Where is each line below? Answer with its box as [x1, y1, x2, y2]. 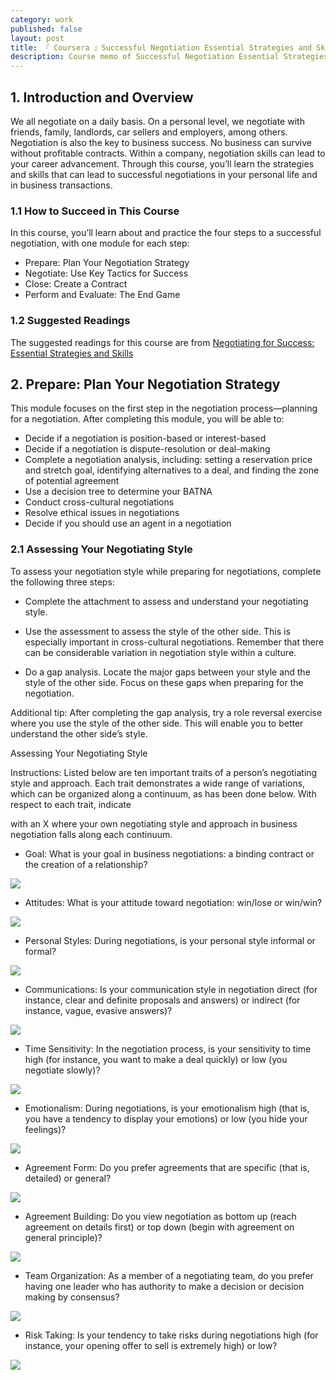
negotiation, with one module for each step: [10, 237, 190, 250]
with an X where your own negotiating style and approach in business [10, 817, 298, 830]
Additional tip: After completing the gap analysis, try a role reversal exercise [10, 706, 323, 718]
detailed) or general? [24, 1172, 112, 1184]
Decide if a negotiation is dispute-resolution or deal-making [24, 443, 271, 455]
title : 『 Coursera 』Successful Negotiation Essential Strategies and [10, 42, 312, 53]
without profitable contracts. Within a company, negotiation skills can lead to [10, 147, 326, 159]
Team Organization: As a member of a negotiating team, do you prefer [24, 1269, 314, 1281]
